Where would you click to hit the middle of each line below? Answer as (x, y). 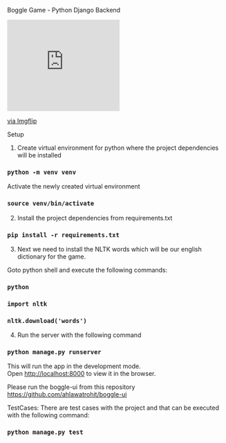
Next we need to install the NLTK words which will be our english (110, 249)
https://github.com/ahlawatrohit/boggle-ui (67, 394)
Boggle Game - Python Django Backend (64, 10)
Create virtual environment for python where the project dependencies (118, 148)
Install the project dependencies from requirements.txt (95, 218)
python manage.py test (45, 432)
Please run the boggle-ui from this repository (71, 387)
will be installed (39, 155)
